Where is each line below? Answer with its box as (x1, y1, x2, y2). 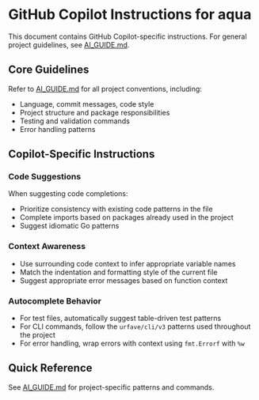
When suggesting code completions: (8, 189, 128, 198)
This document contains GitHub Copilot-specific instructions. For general (8, 32, 247, 41)
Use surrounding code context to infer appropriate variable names (19, 258, 236, 268)
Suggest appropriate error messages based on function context (19, 275, 228, 285)
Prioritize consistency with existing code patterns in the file (19, 204, 213, 214)
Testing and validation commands (19, 116, 131, 126)
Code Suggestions (8, 172, 82, 183)
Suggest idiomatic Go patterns (19, 221, 120, 231)
